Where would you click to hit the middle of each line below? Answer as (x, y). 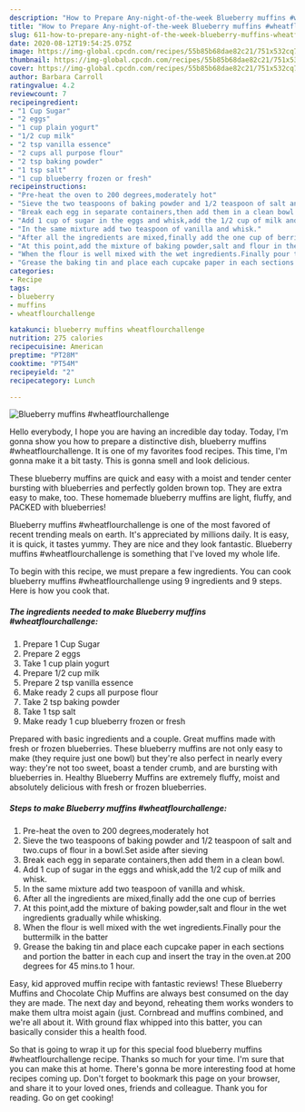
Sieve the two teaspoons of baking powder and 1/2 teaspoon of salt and (157, 840)
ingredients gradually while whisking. (92, 918)
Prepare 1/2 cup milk (61, 673)
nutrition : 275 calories (56, 338)
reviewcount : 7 (38, 94)
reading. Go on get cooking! (62, 1098)
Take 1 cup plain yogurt (66, 663)
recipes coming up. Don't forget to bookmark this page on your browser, (145, 1078)
